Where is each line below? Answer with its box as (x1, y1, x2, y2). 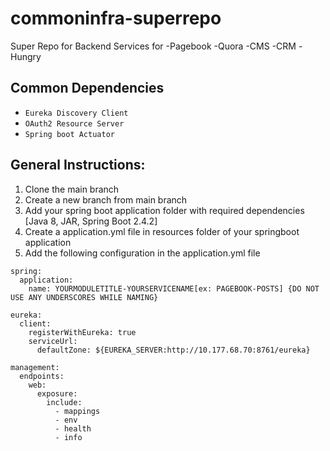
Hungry (10, 50, 42, 62)
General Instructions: (10, 157, 146, 174)
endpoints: (19, 371, 65, 381)
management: (10, 362, 60, 372)
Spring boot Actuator (24, 129, 115, 139)
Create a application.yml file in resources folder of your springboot (24, 225, 300, 237)
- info (54, 432, 83, 442)
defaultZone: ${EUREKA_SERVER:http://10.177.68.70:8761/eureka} (36, 345, 311, 355)
